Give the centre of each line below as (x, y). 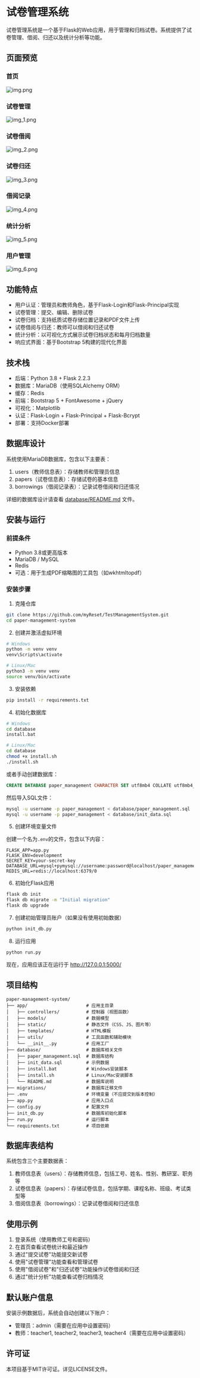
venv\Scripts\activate (34, 655)
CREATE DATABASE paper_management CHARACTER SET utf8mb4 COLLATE (89, 785)
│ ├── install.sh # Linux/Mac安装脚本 (70, 1075)
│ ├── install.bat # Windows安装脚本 (67, 1069)
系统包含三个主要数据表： (37, 1161)
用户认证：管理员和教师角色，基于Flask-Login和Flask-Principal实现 (97, 305)
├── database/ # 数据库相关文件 (65, 1050)
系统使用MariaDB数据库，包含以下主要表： (59, 459)
